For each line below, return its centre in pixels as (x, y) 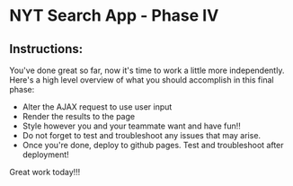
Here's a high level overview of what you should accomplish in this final (142, 80)
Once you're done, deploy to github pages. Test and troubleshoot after (153, 145)
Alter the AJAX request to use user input (97, 107)
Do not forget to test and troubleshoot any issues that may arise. (142, 135)
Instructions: (46, 49)
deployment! (45, 155)
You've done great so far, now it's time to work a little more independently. (147, 70)
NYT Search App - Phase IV (114, 16)
